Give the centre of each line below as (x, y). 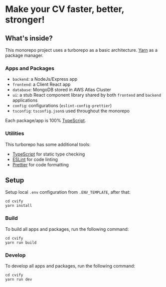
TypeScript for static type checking (49, 154)
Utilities (15, 134)
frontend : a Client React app (41, 84)
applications (25, 100)
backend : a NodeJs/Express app (45, 79)
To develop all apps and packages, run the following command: (70, 266)
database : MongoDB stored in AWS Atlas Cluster (62, 90)
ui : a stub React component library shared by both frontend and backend (86, 95)
